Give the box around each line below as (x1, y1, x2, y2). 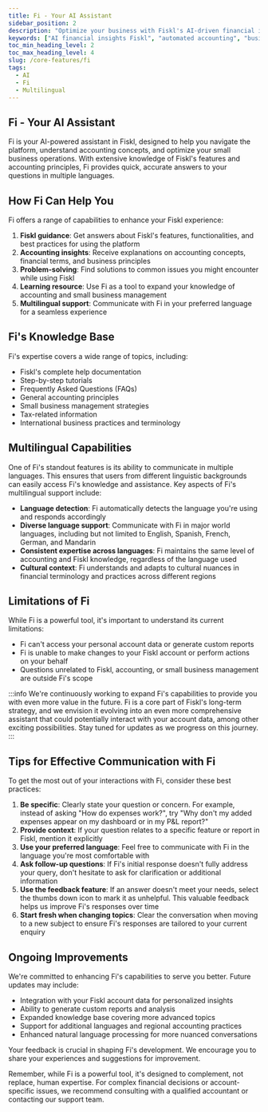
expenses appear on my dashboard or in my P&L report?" (19, 817, 209, 827)
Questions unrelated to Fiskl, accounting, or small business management (19, 665, 259, 675)
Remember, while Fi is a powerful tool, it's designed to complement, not (8, 1069, 244, 1079)
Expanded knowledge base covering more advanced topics (19, 1013, 215, 1022)
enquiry (19, 927, 45, 937)
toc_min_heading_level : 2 (8, 42, 94, 50)
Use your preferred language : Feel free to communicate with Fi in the (19, 843, 250, 852)
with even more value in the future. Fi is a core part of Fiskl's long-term (8, 697, 242, 707)
